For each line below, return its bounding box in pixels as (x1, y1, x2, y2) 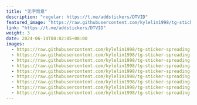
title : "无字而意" (6, 8, 48, 15)
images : (6, 41, 25, 47)
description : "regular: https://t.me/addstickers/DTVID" (6, 14, 148, 20)
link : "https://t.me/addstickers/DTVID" (6, 24, 107, 31)
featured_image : (6, 19, 46, 25)
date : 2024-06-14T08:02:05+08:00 (6, 36, 88, 41)
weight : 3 (6, 30, 30, 36)
